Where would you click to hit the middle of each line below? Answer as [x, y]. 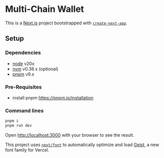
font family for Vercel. [27, 150]
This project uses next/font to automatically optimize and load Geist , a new [82, 145]
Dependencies [23, 53]
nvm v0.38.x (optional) [35, 69]
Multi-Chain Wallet [45, 9]
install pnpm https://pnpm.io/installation [53, 97]
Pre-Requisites [24, 87]
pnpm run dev [19, 126]
